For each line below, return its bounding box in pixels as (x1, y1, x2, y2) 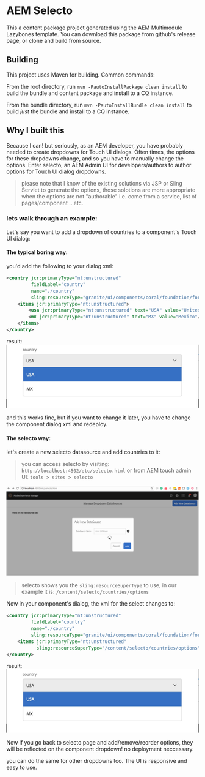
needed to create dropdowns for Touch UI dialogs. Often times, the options (6, 148, 195, 156)
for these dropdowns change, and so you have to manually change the (6, 154, 184, 162)
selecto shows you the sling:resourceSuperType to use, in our (21, 582, 177, 589)
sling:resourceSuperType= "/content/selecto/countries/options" (36, 645, 201, 651)
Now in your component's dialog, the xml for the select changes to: (6, 600, 176, 607)
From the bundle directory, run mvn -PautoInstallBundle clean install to (6, 101, 192, 108)
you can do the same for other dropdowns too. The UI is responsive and (6, 757, 187, 764)
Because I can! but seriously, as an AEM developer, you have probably (6, 141, 183, 149)
